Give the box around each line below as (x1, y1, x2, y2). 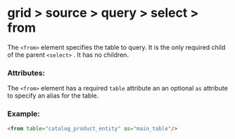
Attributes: (7, 68, 46, 78)
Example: (7, 109, 40, 119)
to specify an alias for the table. (7, 91, 99, 100)
